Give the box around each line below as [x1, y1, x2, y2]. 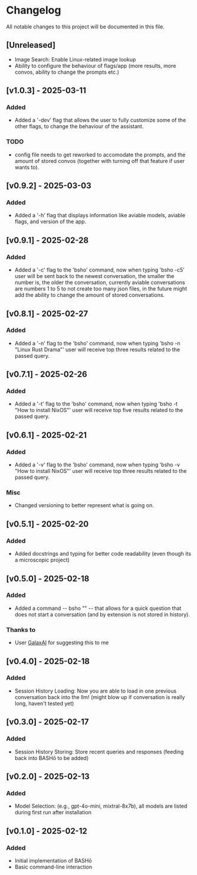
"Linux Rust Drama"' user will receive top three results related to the [14, 346, 180, 353]
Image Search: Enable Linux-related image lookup [14, 55, 136, 63]
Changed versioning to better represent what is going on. [14, 502, 155, 509]
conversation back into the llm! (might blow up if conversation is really [14, 693, 185, 700]
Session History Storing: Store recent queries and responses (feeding [14, 748, 184, 755]
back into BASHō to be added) [14, 754, 89, 762]
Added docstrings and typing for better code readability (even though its [14, 550, 192, 557]
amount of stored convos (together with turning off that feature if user [14, 157, 185, 164]
